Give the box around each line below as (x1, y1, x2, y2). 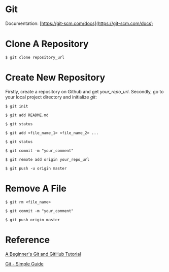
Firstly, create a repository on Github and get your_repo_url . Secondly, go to (5, 88, 164, 94)
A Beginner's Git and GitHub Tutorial (5, 251, 81, 257)
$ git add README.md (5, 113, 49, 118)
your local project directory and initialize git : (5, 94, 97, 100)
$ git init (5, 104, 28, 109)
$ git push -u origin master (5, 166, 67, 171)
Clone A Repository (5, 38, 89, 50)
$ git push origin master (5, 217, 60, 222)
